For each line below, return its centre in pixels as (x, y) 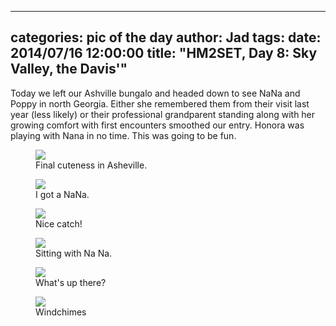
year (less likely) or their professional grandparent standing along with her (163, 114)
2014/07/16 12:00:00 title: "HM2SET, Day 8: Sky (164, 53)
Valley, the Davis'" (69, 69)
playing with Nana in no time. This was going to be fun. (123, 135)
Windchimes (61, 312)
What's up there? (71, 282)
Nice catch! (59, 223)
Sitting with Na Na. (74, 253)
